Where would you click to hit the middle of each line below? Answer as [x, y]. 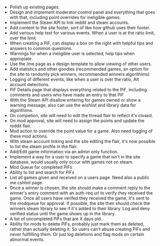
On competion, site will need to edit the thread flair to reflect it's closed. [81, 115]
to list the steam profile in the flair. [44, 146]
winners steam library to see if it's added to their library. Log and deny [80, 208]
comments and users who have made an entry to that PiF [67, 95]
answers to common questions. [41, 48]
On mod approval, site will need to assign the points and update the [77, 121]
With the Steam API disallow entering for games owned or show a [75, 100]
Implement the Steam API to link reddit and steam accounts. [69, 22]
